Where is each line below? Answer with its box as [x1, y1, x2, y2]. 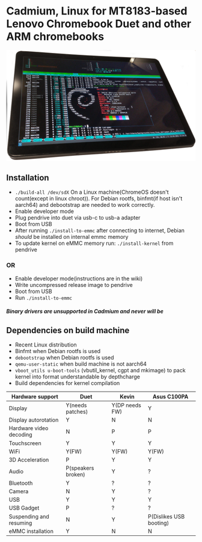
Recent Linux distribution [14, 341, 77, 348]
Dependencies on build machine [6, 325, 130, 335]
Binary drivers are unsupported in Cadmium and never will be [6, 308, 164, 315]
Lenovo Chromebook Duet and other [6, 17, 192, 31]
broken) [66, 471, 85, 478]
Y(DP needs [111, 401, 141, 408]
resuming [8, 519, 32, 526]
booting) [147, 519, 170, 526]
